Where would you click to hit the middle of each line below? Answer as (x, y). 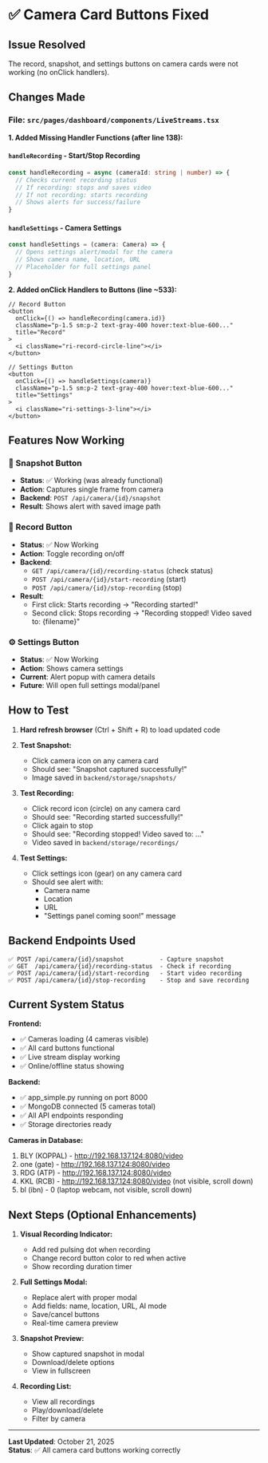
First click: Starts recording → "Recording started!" (115, 604)
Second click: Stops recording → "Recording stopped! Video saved (142, 613)
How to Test (39, 711)
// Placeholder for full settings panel (83, 267)
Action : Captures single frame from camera (91, 489)
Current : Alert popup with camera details (87, 677)
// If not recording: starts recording (82, 195)
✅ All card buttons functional (67, 1048)
